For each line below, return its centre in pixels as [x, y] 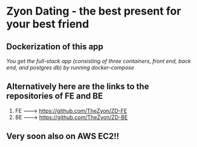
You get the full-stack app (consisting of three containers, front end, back [99, 61]
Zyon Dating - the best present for [94, 11]
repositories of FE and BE [55, 96]
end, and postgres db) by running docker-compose [70, 67]
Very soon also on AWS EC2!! [63, 136]
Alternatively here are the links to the [78, 87]
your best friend [48, 24]
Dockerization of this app [55, 46]
